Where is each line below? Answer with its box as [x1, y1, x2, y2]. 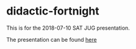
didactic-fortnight [6, 4, 99, 18]
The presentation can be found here [6, 36, 97, 43]
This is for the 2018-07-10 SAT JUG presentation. [6, 24, 130, 31]
